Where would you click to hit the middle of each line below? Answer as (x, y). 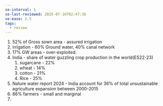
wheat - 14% (32, 68)
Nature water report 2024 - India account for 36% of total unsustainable (85, 83)
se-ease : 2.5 (18, 19)
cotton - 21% (32, 73)
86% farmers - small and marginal (47, 94)
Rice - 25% (31, 79)
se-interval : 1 (21, 10)
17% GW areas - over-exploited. (44, 53)
